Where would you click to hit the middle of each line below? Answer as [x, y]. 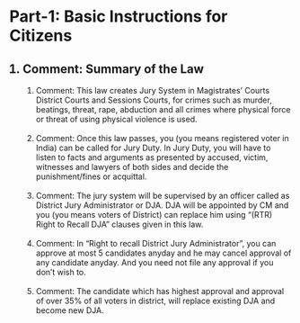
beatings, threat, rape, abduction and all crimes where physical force [163, 109]
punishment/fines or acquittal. [91, 176]
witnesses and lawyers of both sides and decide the [132, 167]
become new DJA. [70, 310]
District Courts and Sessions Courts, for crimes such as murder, [154, 100]
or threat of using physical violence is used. [116, 119]
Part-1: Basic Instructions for [119, 17]
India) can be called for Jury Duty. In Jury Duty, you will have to [153, 148]
